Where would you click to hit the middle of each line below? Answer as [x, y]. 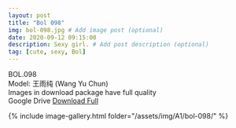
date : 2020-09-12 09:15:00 [52, 37]
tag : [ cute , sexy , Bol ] [47, 52]
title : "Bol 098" [37, 23]
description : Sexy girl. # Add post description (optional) [109, 45]
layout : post [29, 15]
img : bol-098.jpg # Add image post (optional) [86, 30]
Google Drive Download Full [53, 101]
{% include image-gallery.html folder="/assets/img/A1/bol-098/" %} [118, 116]
